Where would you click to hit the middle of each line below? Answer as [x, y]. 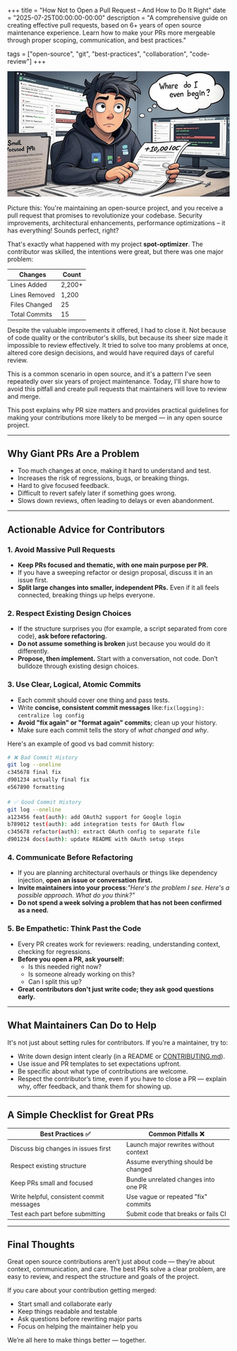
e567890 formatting [36, 787]
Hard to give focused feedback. [63, 486]
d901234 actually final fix [49, 780]
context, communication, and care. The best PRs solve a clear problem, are [116, 1269]
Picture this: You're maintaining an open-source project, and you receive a [115, 208]
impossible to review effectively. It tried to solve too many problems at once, [118, 345]
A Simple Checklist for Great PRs [80, 1115]
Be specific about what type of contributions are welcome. [103, 1071]
